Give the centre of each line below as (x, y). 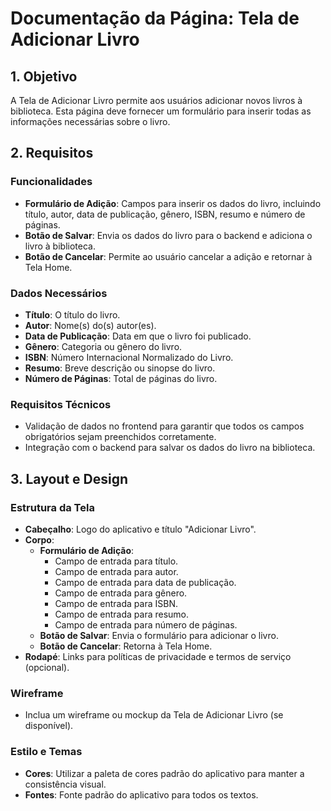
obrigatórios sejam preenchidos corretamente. (120, 437)
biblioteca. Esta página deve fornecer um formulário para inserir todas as (161, 111)
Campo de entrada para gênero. (121, 593)
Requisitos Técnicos (61, 404)
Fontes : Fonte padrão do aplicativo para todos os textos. (141, 794)
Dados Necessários (59, 293)
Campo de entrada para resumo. (122, 614)
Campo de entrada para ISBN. (116, 603)
